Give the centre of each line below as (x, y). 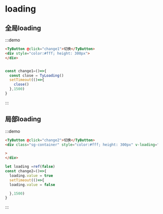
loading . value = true (31, 176)
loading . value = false (32, 185)
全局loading (23, 28)
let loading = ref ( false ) (30, 167)
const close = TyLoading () (37, 75)
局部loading (23, 119)
